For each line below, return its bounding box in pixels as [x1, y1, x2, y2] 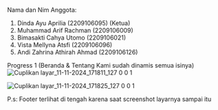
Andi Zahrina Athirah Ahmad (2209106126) [17, 48, 138, 56]
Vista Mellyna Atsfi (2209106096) [17, 41, 113, 49]
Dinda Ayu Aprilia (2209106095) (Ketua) [17, 19, 131, 27]
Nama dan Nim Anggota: [7, 6, 77, 14]
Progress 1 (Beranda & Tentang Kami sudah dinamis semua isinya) [7, 61, 195, 69]
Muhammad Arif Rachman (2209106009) [17, 27, 134, 34]
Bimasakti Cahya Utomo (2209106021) [17, 33, 127, 42]
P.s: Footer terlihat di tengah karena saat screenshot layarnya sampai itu [7, 95, 212, 103]
